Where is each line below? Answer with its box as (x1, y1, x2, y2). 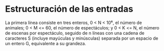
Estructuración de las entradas (5, 3, 134, 15)
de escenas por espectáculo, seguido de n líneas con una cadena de (5, 30, 145, 36)
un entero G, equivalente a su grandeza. (5, 40, 86, 46)
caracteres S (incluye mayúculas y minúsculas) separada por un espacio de (5, 35, 159, 41)
